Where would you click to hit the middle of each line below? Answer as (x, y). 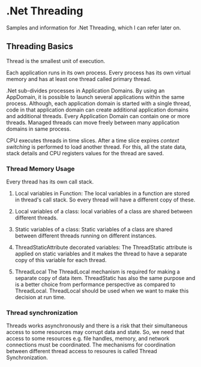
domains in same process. (39, 129)
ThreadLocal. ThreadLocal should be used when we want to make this (102, 291)
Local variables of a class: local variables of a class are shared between (104, 212)
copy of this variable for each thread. (61, 260)
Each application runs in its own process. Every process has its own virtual (98, 73)
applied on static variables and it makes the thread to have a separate (101, 254)
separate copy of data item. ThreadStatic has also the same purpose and (105, 278)
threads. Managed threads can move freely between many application (93, 122)
